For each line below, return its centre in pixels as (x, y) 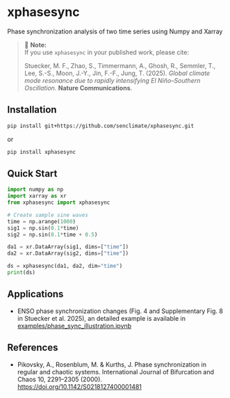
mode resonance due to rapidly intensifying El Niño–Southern (112, 80)
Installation (32, 110)
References (33, 348)
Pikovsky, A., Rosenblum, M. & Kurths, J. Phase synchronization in (112, 364)
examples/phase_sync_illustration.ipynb (74, 326)
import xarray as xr (37, 196)
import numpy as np (35, 190)
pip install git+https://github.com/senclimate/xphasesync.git (101, 126)
